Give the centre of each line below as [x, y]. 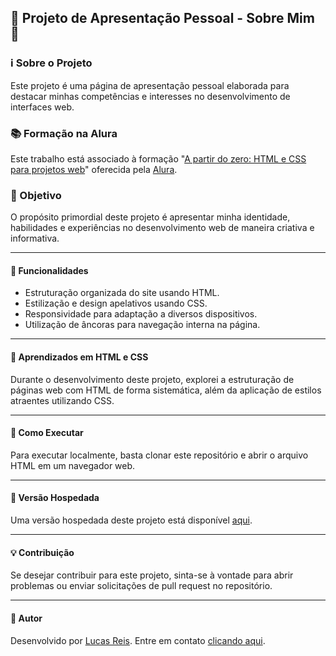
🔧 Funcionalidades [49, 270]
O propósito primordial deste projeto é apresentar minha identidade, [150, 217]
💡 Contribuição [42, 552]
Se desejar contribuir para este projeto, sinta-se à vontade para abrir [152, 575]
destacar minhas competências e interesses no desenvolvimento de [150, 96]
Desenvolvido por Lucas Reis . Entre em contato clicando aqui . [138, 640]
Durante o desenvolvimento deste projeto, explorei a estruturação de [152, 379]
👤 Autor [26, 618]
